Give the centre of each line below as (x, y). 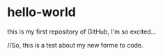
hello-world (42, 12)
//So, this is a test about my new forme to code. (76, 45)
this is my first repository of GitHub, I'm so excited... (82, 31)
